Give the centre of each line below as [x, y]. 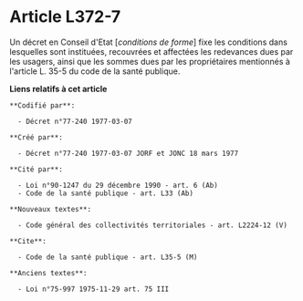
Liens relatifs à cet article [58, 88]
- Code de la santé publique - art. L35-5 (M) [108, 257]
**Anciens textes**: [49, 273]
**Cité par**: [37, 169]
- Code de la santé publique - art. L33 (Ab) [106, 193]
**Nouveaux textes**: [51, 209]
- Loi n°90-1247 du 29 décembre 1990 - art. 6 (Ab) [118, 185]
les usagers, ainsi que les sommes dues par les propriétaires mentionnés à [150, 61]
